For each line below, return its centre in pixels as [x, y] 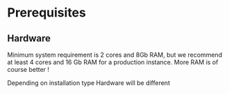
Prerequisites [47, 13]
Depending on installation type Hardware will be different [88, 83]
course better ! [28, 69]
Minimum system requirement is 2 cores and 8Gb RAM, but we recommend [115, 55]
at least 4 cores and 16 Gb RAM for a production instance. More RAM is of [113, 62]
